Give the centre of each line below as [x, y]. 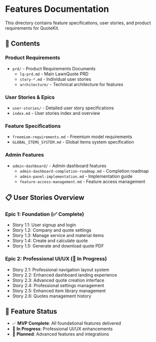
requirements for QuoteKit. [32, 28]
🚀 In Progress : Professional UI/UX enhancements [62, 329]
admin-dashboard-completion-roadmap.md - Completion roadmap [84, 171]
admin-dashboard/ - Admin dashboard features [59, 166]
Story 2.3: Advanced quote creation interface [58, 280]
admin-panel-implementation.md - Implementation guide [76, 176]
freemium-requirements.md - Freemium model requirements [72, 137]
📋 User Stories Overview [45, 197]
